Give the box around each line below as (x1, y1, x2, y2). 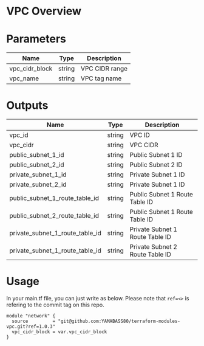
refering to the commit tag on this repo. (6, 301, 104, 308)
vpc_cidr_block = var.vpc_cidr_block (12, 329, 107, 335)
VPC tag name (81, 74, 122, 83)
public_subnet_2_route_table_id (9, 212, 99, 220)
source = (12, 318, 56, 324)
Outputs (6, 99, 49, 112)
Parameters (6, 32, 67, 46)
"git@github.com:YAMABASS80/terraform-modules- (58, 318, 181, 324)
